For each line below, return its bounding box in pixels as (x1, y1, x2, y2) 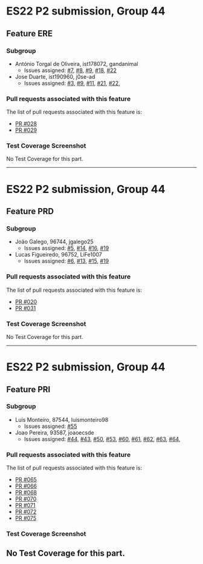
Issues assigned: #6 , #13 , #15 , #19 (24, 257, 109, 264)
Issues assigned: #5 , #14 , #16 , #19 (24, 244, 109, 252)
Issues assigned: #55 (24, 422, 77, 430)
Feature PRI (6, 384, 51, 395)
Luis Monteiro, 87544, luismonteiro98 (14, 416, 109, 423)
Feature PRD (6, 206, 54, 217)
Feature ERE (6, 28, 53, 39)
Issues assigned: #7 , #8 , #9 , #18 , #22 (24, 67, 117, 74)
